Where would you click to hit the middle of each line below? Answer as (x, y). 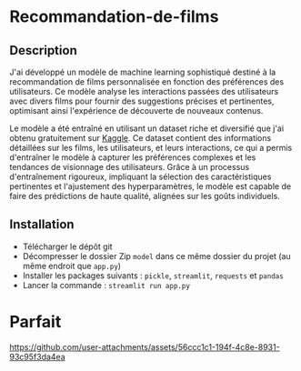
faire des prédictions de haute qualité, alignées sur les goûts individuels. (145, 196)
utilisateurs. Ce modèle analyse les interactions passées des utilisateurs (144, 91)
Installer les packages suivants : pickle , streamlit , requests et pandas (153, 276)
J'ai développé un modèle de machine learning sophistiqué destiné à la (143, 72)
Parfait (35, 322)
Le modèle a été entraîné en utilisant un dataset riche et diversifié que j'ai (147, 128)
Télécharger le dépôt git (67, 246)
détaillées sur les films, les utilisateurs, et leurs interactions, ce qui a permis (151, 148)
